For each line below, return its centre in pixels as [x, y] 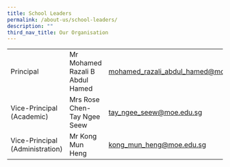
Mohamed [86, 63]
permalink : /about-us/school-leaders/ [62, 20]
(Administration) [37, 149]
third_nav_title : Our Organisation [58, 32]
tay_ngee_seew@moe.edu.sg [155, 112]
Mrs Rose [85, 100]
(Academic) [29, 117]
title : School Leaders [39, 13]
